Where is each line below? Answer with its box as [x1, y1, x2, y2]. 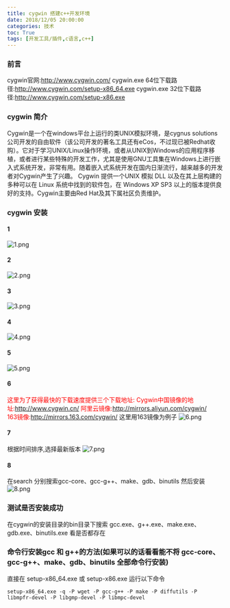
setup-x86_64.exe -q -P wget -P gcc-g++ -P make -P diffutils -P [7, 588, 197, 595]
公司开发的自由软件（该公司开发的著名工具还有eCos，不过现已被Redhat [7, 138, 210, 146]
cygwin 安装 [7, 207, 48, 217]
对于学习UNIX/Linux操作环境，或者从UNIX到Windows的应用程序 [27, 146, 209, 154]
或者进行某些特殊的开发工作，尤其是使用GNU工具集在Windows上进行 [18, 155, 215, 163]
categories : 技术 [7, 23, 55, 29]
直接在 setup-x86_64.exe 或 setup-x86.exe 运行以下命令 [7, 574, 166, 583]
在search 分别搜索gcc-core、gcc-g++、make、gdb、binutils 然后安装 [7, 477, 205, 485]
